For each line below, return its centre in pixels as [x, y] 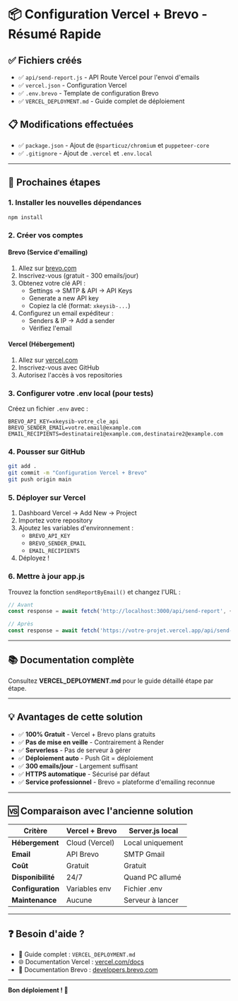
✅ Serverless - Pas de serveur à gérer [75, 750]
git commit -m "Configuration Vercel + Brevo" [78, 473]
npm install [25, 217]
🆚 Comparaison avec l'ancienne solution [101, 811]
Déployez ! [34, 558]
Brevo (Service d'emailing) [48, 252]
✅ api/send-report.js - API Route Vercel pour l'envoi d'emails [109, 77]
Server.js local [154, 831]
